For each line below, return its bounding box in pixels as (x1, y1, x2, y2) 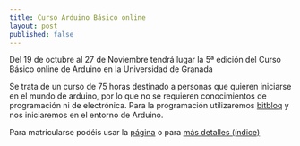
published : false (9, 30, 74, 39)
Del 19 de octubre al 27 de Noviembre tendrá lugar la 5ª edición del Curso (9, 55, 282, 65)
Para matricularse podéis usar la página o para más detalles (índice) (9, 127, 261, 138)
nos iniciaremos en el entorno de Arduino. (9, 109, 164, 121)
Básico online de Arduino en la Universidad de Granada (9, 64, 213, 74)
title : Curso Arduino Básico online (9, 13, 146, 22)
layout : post (9, 21, 58, 30)
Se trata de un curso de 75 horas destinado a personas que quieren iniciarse (9, 82, 292, 92)
